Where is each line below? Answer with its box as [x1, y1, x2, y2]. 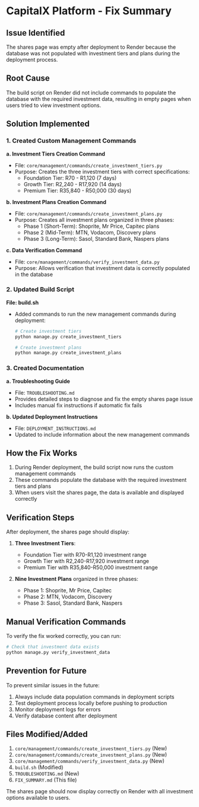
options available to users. [6, 794, 71, 802]
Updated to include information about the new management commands [14, 431, 190, 438]
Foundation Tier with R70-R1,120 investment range [23, 551, 147, 558]
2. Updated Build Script [6, 285, 74, 294]
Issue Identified [6, 28, 65, 38]
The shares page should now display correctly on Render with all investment [6, 788, 193, 795]
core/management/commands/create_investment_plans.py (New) [14, 751, 168, 758]
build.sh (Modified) [14, 764, 64, 771]
